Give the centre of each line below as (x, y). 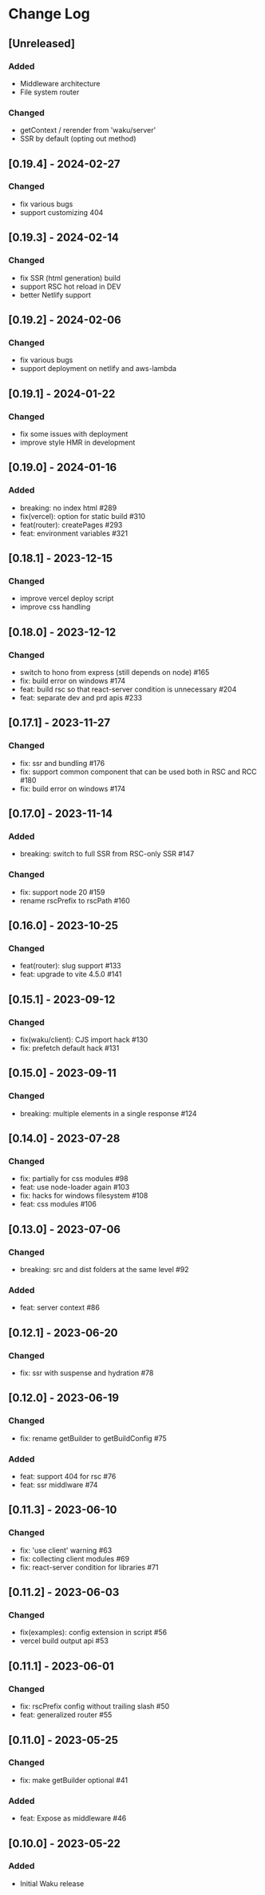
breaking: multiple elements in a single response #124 (108, 1113)
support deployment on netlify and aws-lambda (98, 369)
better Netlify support (55, 295)
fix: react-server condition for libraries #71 (89, 1567)
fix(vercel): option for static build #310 (83, 516)
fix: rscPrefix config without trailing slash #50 (95, 1706)
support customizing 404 (61, 212)
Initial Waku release (52, 1883)
